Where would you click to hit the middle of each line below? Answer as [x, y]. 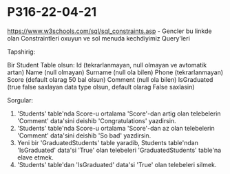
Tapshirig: [21, 52]
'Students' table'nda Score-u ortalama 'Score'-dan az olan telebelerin [116, 128]
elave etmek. [35, 157]
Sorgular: [20, 100]
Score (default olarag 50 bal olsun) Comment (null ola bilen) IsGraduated [110, 79]
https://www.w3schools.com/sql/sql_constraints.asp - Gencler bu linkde [109, 31]
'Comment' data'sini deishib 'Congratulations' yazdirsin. [97, 120]
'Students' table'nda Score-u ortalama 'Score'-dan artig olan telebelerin [119, 113]
